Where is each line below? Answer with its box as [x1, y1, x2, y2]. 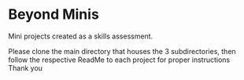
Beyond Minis [8, 5, 100, 24]
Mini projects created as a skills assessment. [8, 31, 153, 41]
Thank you [8, 63, 43, 72]
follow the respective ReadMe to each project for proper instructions [8, 55, 231, 64]
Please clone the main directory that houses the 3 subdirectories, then [8, 46, 236, 56]
